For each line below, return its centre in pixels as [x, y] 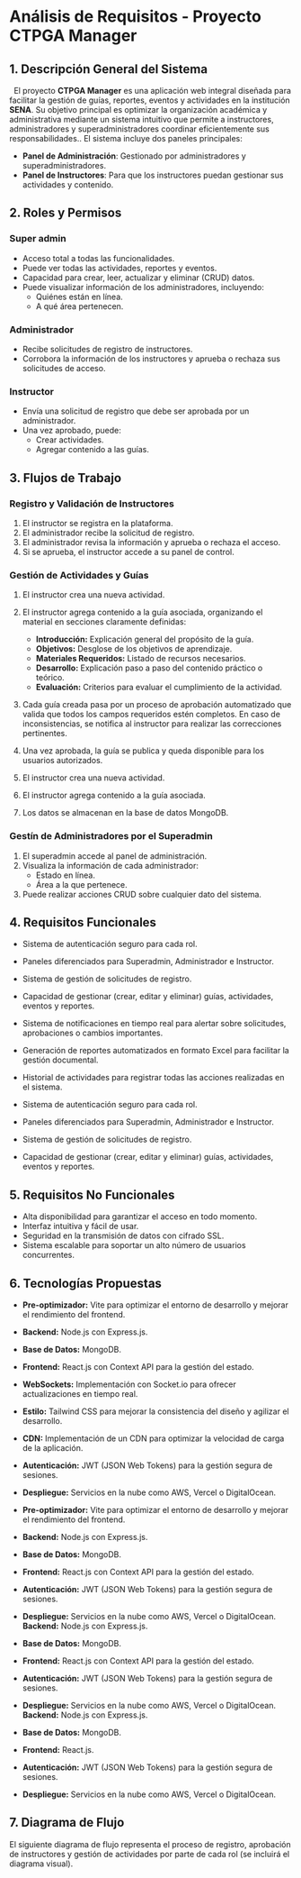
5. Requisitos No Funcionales [92, 1194]
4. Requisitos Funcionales [83, 922]
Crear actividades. [70, 440]
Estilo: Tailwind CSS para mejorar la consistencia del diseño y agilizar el [155, 1411]
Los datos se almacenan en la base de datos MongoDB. [125, 813]
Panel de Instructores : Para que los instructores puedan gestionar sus [153, 175]
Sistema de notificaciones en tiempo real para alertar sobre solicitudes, [154, 1024]
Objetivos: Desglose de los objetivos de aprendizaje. [134, 649]
